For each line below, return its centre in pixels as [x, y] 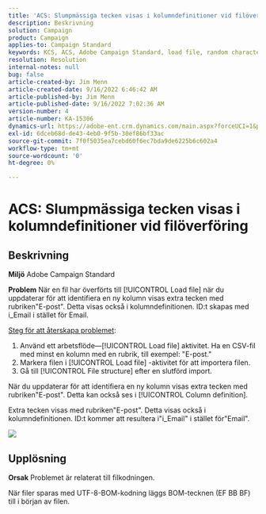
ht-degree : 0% [32, 163]
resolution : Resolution [47, 60]
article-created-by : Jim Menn [58, 82]
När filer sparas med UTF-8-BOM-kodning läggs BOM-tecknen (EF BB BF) [129, 493]
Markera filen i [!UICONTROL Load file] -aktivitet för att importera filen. [135, 362]
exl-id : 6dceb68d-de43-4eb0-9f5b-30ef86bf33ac [86, 133]
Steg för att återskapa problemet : [62, 331]
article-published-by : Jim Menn [61, 97]
